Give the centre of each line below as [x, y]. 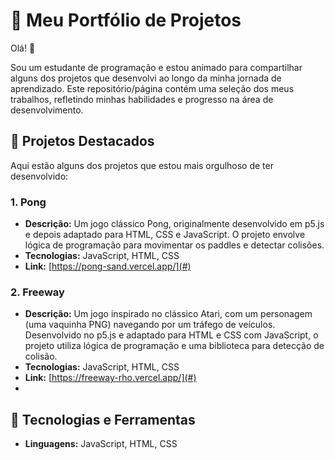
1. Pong [28, 202]
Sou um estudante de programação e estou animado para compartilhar [156, 67]
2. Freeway [37, 292]
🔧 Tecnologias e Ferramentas [103, 419]
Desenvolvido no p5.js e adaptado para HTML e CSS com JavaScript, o [171, 335]
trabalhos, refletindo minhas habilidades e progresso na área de [142, 99]
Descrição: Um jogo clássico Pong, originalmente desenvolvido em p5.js [174, 224]
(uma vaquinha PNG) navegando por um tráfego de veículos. [150, 325]
